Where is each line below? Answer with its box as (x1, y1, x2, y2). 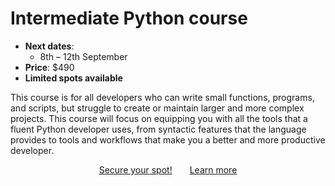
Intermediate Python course (10, 7, 248, 30)
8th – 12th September (39, 50, 128, 62)
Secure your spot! (98, 163, 173, 176)
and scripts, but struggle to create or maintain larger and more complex (10, 102, 305, 114)
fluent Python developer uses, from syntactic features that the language (10, 123, 307, 135)
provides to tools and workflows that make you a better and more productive (10, 133, 326, 146)
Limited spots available (24, 72, 123, 84)
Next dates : (24, 40, 75, 52)
